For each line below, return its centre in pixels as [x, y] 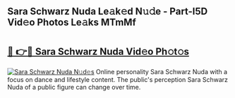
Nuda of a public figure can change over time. [74, 87]
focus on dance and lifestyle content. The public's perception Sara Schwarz [117, 79]
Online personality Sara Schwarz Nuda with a [162, 72]
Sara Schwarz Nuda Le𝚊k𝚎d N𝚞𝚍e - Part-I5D [108, 12]
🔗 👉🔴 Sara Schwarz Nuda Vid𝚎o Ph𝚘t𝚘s [98, 51]
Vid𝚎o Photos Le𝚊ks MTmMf [72, 23]
